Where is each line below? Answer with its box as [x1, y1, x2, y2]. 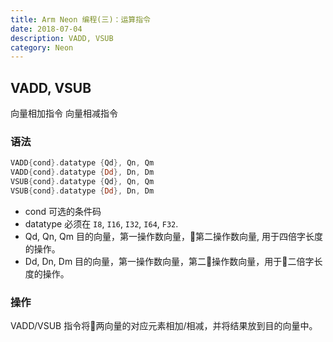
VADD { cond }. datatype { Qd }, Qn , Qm [10, 158, 155, 168]
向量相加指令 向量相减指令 [10, 107, 118, 120]
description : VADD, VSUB [10, 33, 114, 43]
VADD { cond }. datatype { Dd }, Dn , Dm [10, 167, 155, 178]
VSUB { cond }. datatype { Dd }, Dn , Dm [10, 186, 155, 196]
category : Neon [10, 42, 74, 53]
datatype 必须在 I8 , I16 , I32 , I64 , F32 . [24, 217, 179, 230]
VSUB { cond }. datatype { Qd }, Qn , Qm [10, 177, 155, 187]
